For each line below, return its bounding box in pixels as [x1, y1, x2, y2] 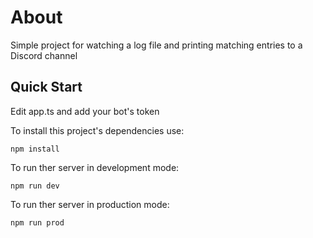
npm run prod [10, 217, 65, 228]
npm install [10, 144, 60, 154]
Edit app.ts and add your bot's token [10, 105, 160, 117]
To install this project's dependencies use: [10, 124, 185, 136]
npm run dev [10, 181, 60, 191]
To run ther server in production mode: [10, 198, 170, 210]
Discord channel [10, 49, 78, 61]
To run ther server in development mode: [10, 161, 180, 173]
